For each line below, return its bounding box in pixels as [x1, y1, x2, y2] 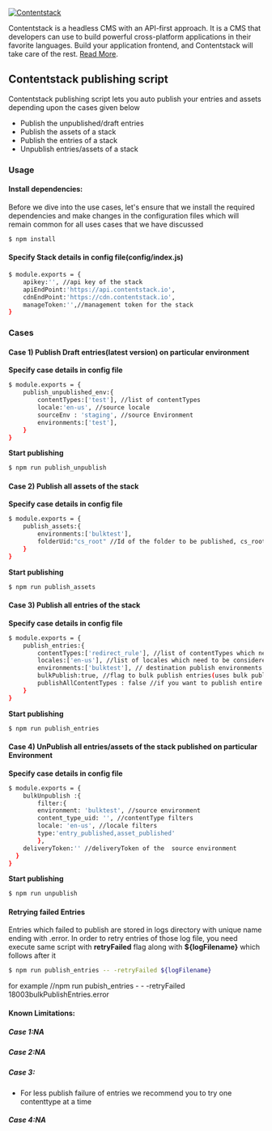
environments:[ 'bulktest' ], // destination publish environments [37, 664, 263, 672]
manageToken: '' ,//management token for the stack [23, 300, 194, 309]
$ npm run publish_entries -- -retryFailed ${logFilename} [8, 967, 212, 975]
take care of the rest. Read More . [8, 49, 119, 58]
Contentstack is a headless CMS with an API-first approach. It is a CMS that [8, 23, 261, 32]
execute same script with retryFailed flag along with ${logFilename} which [8, 942, 261, 952]
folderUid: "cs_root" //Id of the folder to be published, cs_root [37, 538, 266, 546]
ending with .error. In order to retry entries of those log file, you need [8, 934, 238, 943]
